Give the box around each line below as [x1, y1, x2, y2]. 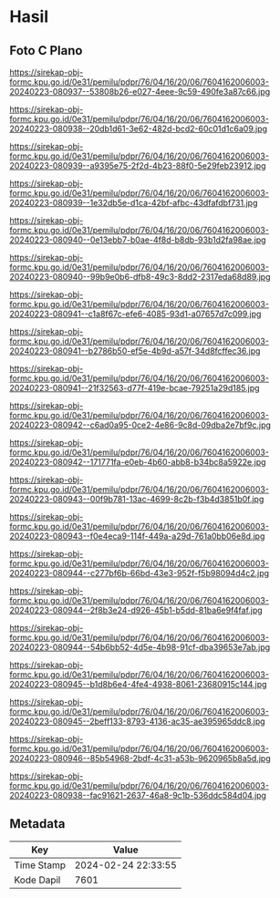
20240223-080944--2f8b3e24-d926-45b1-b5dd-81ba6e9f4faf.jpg [9, 604, 263, 615]
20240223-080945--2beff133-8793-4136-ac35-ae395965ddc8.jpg [9, 716, 266, 727]
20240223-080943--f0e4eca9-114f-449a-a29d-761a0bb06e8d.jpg [9, 531, 265, 542]
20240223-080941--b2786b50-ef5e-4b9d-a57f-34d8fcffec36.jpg [9, 346, 261, 356]
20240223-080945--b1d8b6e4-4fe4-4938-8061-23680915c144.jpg [9, 679, 267, 689]
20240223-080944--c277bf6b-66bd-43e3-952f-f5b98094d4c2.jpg [9, 568, 270, 578]
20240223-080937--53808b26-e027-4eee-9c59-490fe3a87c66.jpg [9, 87, 271, 97]
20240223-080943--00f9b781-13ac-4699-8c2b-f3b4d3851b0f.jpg [9, 494, 264, 504]
